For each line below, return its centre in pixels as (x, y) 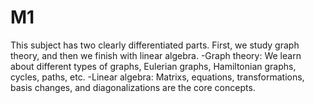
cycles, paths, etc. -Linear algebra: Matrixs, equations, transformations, (157, 77)
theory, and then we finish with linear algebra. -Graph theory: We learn (156, 55)
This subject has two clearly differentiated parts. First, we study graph (155, 45)
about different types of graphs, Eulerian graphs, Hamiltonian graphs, (153, 66)
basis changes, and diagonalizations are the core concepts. (133, 87)
